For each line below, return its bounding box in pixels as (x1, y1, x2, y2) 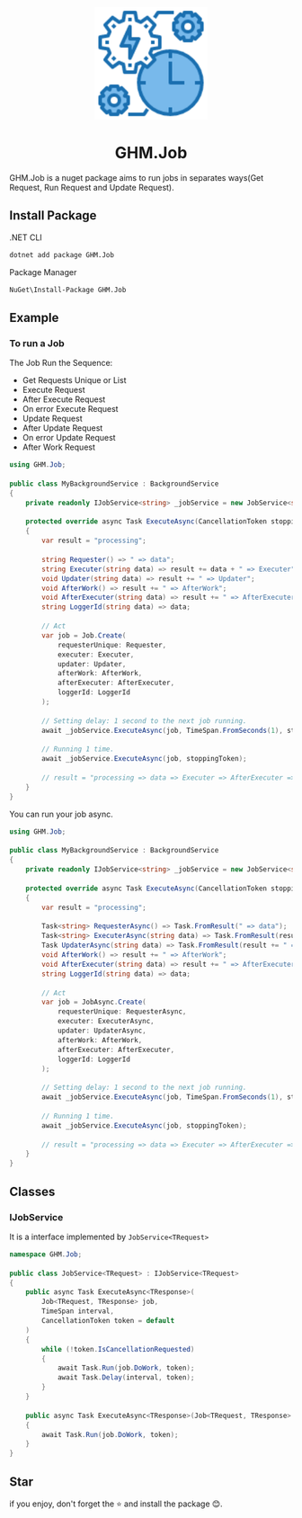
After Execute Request (22, 394, 106, 405)
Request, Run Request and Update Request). (9, 182, 175, 192)
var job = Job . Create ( (41, 630, 127, 640)
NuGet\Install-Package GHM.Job (9, 285, 127, 294)
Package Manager (9, 266, 77, 277)
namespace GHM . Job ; (9, 1249, 83, 1259)
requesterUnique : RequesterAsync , (57, 1007, 187, 1016)
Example (9, 309, 59, 326)
